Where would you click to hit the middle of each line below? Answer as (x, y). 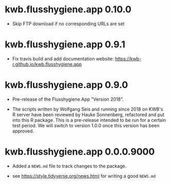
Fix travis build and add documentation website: (63, 59)
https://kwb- (128, 59)
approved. (23, 131)
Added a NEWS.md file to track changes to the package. (69, 166)
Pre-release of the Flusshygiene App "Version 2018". (68, 99)
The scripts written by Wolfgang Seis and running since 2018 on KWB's (88, 109)
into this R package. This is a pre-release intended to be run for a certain (89, 120)
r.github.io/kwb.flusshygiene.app (47, 64)
